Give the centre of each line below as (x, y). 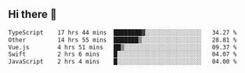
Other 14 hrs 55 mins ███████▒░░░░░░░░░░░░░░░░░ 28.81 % (122, 40)
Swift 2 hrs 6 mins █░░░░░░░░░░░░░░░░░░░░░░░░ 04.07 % (122, 55)
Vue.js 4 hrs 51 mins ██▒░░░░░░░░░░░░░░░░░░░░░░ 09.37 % (122, 47)
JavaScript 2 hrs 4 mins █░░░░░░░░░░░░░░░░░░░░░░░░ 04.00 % (122, 62)
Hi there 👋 (33, 15)
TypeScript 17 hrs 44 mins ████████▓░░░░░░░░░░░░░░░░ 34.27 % (122, 32)
